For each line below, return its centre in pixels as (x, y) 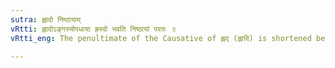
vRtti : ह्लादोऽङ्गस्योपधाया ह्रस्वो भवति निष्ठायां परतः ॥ (93, 29)
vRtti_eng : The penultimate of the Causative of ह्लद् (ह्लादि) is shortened (161, 38)
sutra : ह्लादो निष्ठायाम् (46, 19)
